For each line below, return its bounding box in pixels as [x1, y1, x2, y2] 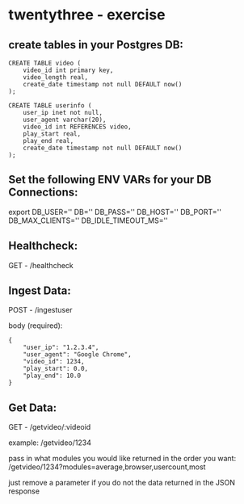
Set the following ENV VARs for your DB [8, 173, 212, 187]
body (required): [8, 321, 63, 330]
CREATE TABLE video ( [8, 59, 82, 67]
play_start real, [23, 130, 82, 138]
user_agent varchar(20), [23, 115, 107, 124]
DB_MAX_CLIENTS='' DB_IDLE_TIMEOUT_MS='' [8, 216, 168, 225]
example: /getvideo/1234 [8, 438, 91, 447]
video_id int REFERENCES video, [23, 123, 132, 131]
